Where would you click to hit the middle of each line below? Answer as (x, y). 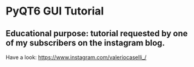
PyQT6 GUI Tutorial (55, 11)
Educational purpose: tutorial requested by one (97, 33)
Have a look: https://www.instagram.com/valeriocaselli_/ (76, 57)
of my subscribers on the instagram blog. (85, 43)
